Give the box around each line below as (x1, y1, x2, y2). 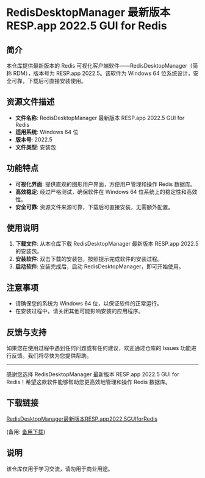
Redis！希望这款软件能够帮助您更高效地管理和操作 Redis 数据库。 (6, 379, 171, 386)
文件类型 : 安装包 (15, 143, 56, 151)
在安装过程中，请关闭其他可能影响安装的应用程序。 (15, 307, 144, 315)
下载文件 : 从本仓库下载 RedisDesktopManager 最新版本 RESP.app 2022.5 (15, 240, 199, 248)
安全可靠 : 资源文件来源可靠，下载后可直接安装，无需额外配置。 (15, 203, 174, 210)
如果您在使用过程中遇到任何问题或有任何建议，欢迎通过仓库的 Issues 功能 (6, 344, 192, 352)
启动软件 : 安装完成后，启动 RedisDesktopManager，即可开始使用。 (15, 263, 184, 270)
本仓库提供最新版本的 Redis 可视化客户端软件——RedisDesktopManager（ (6, 62, 193, 69)
